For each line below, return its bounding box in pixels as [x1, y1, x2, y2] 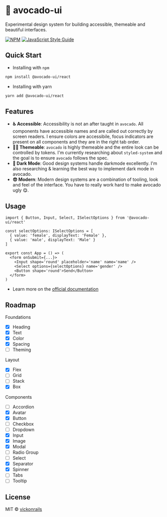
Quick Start [5, 51, 42, 60]
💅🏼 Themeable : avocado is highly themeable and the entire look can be [12, 144, 159, 151]
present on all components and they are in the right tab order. [12, 139, 140, 145]
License [5, 493, 31, 501]
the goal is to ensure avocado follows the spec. [12, 155, 109, 161]
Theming [12, 347, 31, 353]
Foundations [5, 314, 31, 320]
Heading [12, 323, 31, 330]
